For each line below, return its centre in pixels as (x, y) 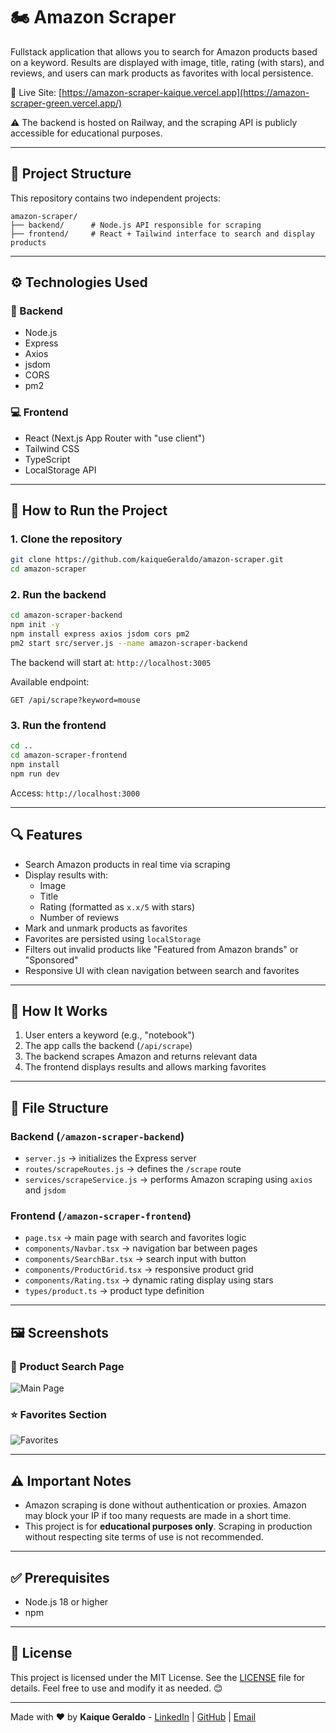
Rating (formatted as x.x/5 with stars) (117, 906)
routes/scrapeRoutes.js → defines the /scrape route (133, 1169)
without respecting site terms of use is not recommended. (144, 1537)
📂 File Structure (59, 1107)
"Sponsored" (51, 960)
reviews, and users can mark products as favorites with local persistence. (162, 73)
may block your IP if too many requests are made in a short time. (158, 1516)
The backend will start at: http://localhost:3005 (111, 662)
